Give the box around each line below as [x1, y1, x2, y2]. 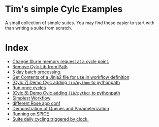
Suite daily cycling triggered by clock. [12, 116, 89, 122]
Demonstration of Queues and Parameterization [12, 105, 109, 111]
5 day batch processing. [12, 69, 62, 75]
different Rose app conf [12, 100, 61, 106]
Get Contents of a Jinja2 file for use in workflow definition [12, 74, 129, 80]
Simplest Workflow [12, 95, 51, 101]
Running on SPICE [12, 111, 49, 117]
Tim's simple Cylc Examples [5, 3, 123, 15]
